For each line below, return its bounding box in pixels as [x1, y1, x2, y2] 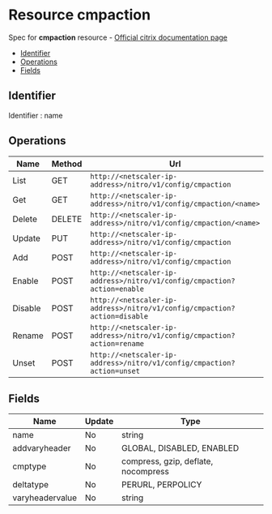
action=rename [90, 339, 144, 348]
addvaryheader [12, 443, 71, 454]
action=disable [90, 311, 148, 321]
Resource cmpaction [8, 6, 151, 24]
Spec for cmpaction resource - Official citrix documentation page [8, 32, 228, 42]
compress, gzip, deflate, [121, 456, 214, 467]
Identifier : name [8, 110, 63, 120]
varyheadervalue [12, 492, 78, 503]
